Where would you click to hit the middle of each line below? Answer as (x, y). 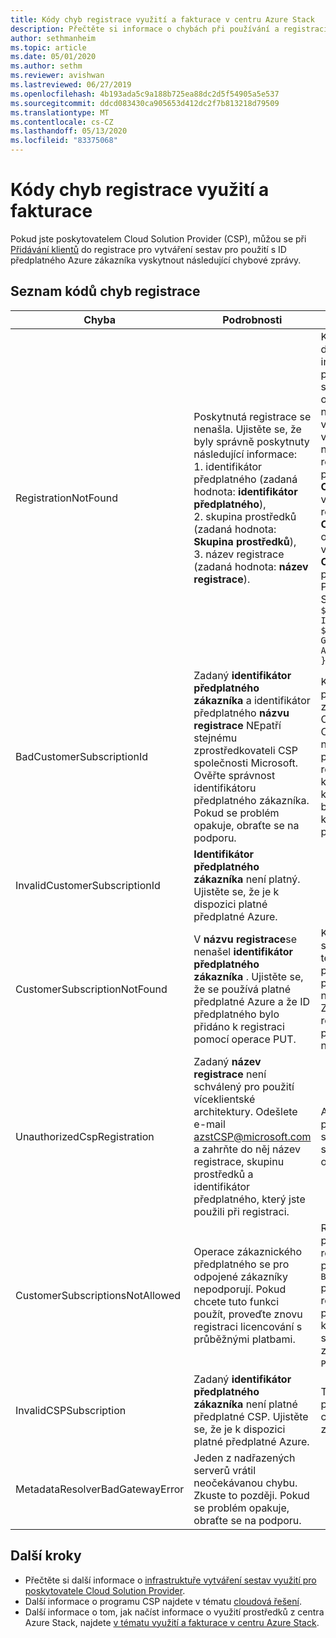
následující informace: (245, 454)
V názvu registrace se (245, 939)
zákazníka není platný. (247, 879)
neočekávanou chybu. (245, 1483)
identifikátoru (225, 788)
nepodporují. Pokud (240, 1289)
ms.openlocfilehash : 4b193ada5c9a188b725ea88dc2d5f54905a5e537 (145, 94)
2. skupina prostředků (245, 516)
